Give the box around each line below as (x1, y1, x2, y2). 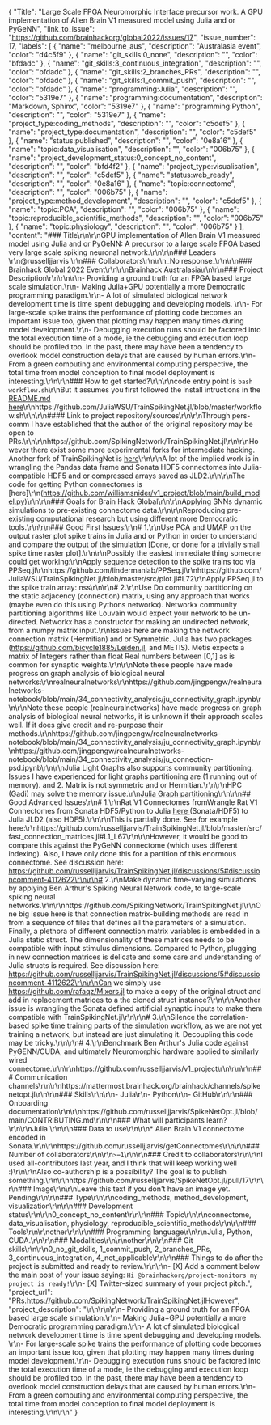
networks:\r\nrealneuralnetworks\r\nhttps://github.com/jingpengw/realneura (8, 677, 263, 687)
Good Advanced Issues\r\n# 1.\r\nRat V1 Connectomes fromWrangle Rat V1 (8, 797, 258, 807)
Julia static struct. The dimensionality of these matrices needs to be (8, 935, 235, 945)
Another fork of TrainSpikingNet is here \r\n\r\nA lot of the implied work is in (8, 454, 259, 463)
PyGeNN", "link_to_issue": (8, 24, 95, 33)
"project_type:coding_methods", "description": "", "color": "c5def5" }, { (8, 119, 245, 128)
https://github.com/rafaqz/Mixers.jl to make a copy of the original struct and (8, 987, 261, 996)
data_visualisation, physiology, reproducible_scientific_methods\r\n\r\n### (8, 1219, 256, 1228)
